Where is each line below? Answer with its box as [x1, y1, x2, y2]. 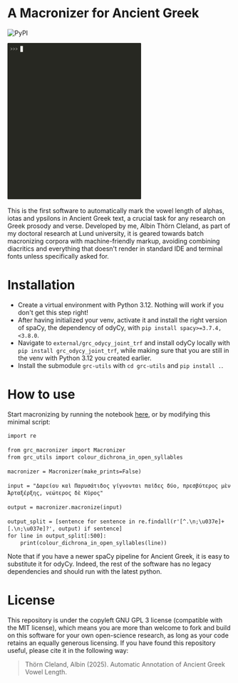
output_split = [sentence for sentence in [7, 518, 135, 525]
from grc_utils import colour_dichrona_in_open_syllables [7, 454, 183, 461]
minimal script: [7, 417, 51, 426]
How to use [7, 387, 76, 403]
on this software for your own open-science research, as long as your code [7, 631, 229, 639]
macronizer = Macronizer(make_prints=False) [7, 468, 142, 475]
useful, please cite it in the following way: [7, 646, 129, 654]
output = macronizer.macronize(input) [7, 504, 123, 511]
